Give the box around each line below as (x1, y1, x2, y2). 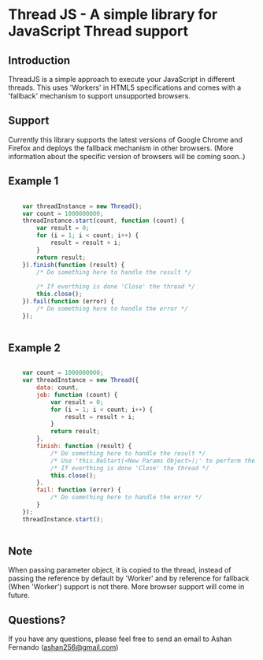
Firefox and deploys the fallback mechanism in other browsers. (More (8, 143, 234, 153)
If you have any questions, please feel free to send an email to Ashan (8, 634, 232, 643)
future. (8, 591, 30, 600)
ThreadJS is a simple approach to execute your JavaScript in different (8, 75, 235, 83)
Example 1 (8, 175, 59, 188)
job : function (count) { (36, 391, 118, 399)
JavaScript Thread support (8, 22, 189, 40)
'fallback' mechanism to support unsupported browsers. (8, 91, 191, 100)
